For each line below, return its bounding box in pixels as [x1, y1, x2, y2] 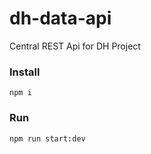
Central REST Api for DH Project [9, 40, 141, 52]
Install [9, 65, 41, 79]
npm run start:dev [9, 133, 86, 144]
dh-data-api [9, 7, 112, 30]
